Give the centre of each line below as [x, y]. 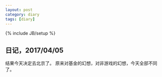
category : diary [22, 14]
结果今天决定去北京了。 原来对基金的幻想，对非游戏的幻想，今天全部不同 [81, 63]
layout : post [19, 10]
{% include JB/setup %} [30, 33]
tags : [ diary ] [20, 19]
